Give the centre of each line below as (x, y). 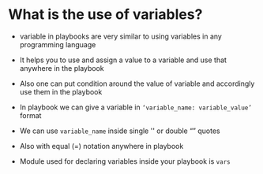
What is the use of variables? (105, 15)
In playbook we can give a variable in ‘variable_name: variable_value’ (136, 107)
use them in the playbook (61, 91)
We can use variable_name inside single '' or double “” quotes (120, 131)
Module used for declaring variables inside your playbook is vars (125, 161)
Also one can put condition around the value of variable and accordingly (137, 83)
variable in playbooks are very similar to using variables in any (121, 36)
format (30, 115)
